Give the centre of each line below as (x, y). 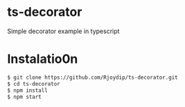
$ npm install (28, 90)
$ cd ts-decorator (34, 84)
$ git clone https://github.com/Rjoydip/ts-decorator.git (92, 77)
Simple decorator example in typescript (63, 31)
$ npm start (24, 97)
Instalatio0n (43, 59)
